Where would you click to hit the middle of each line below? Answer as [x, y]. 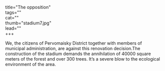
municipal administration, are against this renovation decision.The [73, 48]
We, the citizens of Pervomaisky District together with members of [74, 43]
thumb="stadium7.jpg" [28, 23]
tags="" [13, 12]
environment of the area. [30, 64]
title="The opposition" [28, 7]
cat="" [12, 18]
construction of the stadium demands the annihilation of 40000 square [78, 54]
